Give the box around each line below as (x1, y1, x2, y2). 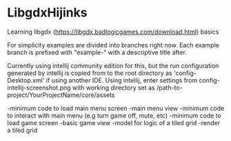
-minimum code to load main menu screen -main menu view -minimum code (7, 104, 225, 112)
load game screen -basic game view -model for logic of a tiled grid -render (7, 118, 221, 127)
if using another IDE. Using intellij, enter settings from (46, 76, 198, 84)
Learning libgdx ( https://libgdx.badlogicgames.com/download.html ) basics (7, 28, 219, 36)
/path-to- (156, 83, 183, 91)
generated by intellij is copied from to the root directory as (7, 69, 172, 77)
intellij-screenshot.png (7, 83, 71, 91)
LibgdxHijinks (7, 5, 88, 21)
